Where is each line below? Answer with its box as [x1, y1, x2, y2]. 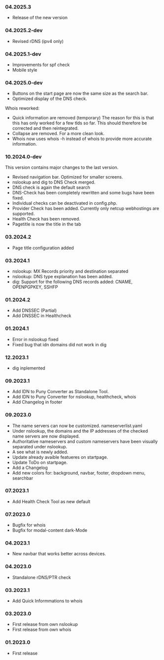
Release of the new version [12, 15, 68, 21]
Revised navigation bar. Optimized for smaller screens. [12, 174, 123, 180]
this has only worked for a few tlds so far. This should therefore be [12, 120, 147, 126]
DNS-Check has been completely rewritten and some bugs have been [12, 190, 155, 196]
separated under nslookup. [12, 443, 67, 449]
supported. [12, 211, 35, 217]
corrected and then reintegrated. [12, 125, 79, 131]
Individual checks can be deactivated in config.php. [12, 200, 117, 206]
